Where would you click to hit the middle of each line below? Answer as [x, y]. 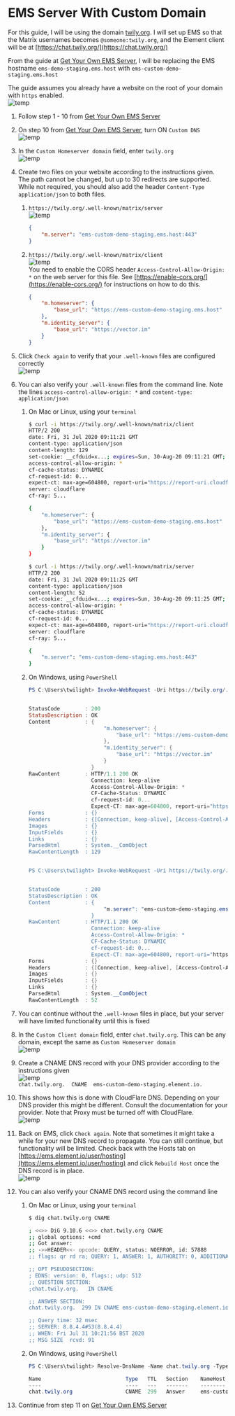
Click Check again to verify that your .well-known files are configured [116, 356]
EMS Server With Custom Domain [107, 13]
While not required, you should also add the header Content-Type [111, 186]
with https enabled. [36, 95]
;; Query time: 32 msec [63, 1321]
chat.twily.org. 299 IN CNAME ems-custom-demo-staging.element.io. [130, 1308]
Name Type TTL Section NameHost [127, 1379]
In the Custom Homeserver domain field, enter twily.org [96, 150]
